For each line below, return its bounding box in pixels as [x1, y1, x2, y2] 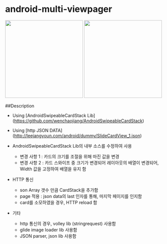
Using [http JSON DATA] [12, 127, 63, 133]
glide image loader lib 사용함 [19, 227, 78, 233]
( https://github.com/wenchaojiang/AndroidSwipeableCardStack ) [12, 118, 144, 124]
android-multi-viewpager [5, 3, 112, 15]
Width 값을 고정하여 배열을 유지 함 [19, 165, 86, 172]
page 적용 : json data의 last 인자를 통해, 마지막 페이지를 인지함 [19, 193, 142, 199]
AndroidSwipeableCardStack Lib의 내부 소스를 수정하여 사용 [12, 143, 132, 149]
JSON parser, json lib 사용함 [19, 233, 77, 239]
